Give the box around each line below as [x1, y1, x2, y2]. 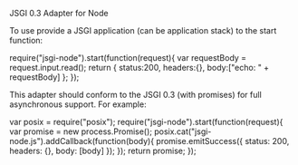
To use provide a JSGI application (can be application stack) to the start [9, 25, 277, 35]
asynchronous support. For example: [9, 99, 147, 110]
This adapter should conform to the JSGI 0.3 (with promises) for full [9, 90, 263, 100]
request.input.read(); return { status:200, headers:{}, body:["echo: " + [9, 63, 270, 73]
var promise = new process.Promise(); [9, 126, 152, 137]
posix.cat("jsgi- [153, 126, 212, 137]
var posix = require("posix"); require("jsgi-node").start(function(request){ [9, 117, 284, 127]
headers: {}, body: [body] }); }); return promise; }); [9, 145, 197, 156]
